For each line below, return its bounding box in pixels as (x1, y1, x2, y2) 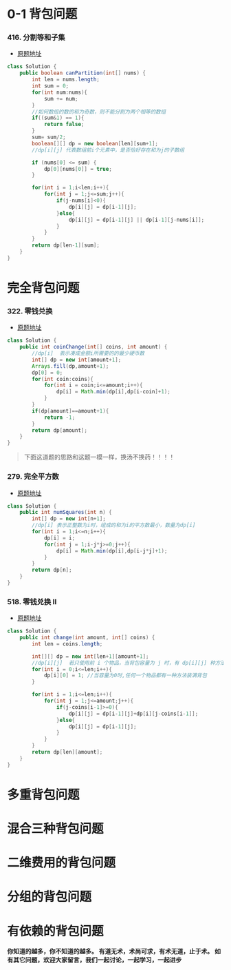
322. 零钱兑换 (7, 306, 53, 316)
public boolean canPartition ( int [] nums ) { (19, 70, 146, 76)
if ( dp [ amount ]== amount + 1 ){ (32, 407, 109, 414)
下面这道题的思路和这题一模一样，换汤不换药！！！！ (23, 453, 175, 462)
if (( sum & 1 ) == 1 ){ (32, 114, 85, 121)
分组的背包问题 (7, 889, 92, 905)
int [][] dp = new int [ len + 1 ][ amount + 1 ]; (32, 652, 149, 660)
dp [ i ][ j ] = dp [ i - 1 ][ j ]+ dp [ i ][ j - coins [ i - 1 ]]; (68, 710, 199, 717)
